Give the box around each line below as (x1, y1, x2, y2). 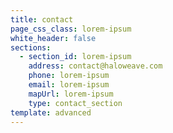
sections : (10, 42, 52, 53)
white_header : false (10, 33, 97, 43)
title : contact (10, 14, 74, 25)
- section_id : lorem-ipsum (19, 52, 132, 62)
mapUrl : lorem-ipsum (28, 89, 114, 99)
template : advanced (10, 107, 92, 118)
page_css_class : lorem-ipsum (10, 24, 132, 34)
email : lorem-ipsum (28, 80, 110, 90)
